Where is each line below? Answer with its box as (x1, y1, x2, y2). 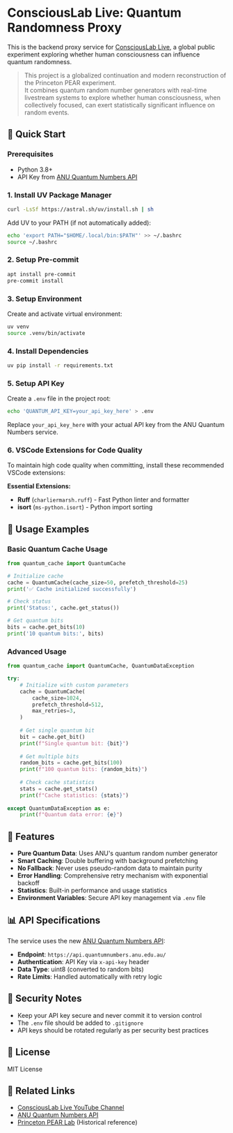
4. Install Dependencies (7, 346, 89, 356)
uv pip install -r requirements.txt (7, 361, 113, 369)
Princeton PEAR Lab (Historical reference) (17, 1118, 138, 1127)
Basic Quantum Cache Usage (7, 544, 108, 554)
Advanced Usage (7, 647, 67, 656)
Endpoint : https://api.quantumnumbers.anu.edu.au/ (17, 950, 166, 959)
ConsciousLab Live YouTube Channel (17, 1104, 124, 1112)
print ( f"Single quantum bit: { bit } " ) (19, 740, 129, 747)
